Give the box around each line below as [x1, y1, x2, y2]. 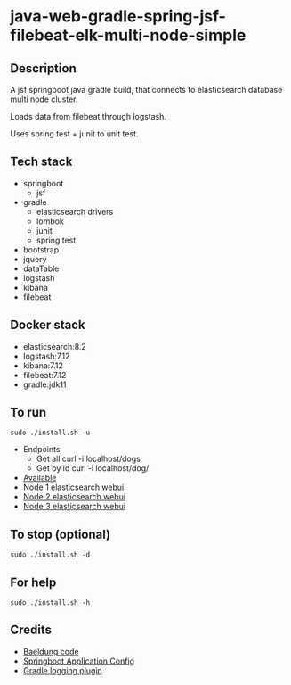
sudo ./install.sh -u [10, 428, 91, 438]
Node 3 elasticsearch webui [22, 501, 126, 512]
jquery [22, 253, 47, 264]
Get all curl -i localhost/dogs [36, 453, 141, 465]
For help [10, 574, 57, 590]
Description [10, 61, 77, 76]
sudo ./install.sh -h [10, 598, 91, 607]
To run [10, 405, 47, 420]
